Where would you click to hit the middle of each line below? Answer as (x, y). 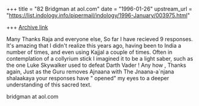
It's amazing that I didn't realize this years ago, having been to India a (94, 46)
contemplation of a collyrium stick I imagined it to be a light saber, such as (100, 59)
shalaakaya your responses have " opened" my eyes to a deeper (88, 78)
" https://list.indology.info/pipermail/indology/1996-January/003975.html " (98, 15)
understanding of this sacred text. (49, 85)
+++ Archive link (27, 27)
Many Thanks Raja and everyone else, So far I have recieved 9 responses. (99, 39)
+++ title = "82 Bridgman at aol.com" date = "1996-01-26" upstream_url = (99, 9)
